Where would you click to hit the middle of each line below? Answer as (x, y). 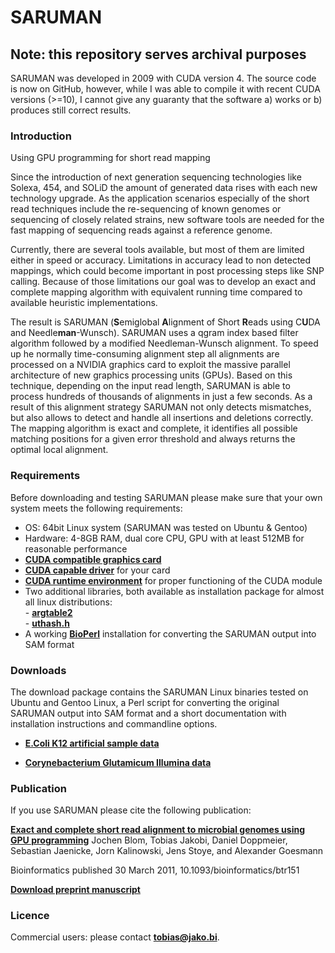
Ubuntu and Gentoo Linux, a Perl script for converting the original (145, 702)
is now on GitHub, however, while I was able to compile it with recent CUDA (165, 89)
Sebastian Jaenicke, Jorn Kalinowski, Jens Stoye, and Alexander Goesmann (167, 851)
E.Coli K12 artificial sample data (92, 743)
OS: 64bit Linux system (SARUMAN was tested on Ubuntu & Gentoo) (166, 527)
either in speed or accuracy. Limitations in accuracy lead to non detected (161, 260)
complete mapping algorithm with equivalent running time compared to (156, 292)
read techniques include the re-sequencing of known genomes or (146, 209)
